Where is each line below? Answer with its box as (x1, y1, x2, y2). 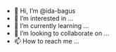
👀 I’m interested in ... (13, 14, 74, 22)
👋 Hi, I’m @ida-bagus (13, 7, 76, 15)
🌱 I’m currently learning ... (13, 22, 89, 30)
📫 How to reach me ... (13, 37, 79, 45)
